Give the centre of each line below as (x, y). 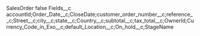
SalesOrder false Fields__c (39, 8)
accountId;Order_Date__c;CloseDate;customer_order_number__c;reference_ (99, 14)
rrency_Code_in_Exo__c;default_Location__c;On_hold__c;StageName (90, 27)
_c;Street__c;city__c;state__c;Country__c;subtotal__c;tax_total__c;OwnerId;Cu (100, 21)
